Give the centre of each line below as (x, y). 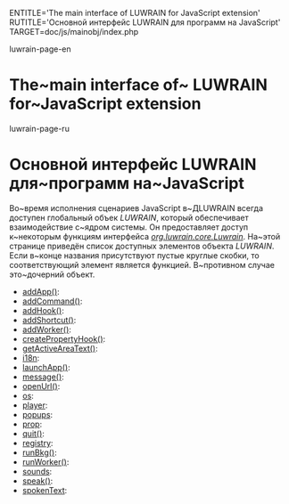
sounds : (37, 471)
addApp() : (41, 291)
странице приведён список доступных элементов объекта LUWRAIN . (142, 246)
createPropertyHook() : (64, 338)
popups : (37, 414)
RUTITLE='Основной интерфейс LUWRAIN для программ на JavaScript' (145, 22)
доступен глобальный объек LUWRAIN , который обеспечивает (129, 217)
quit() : (33, 433)
